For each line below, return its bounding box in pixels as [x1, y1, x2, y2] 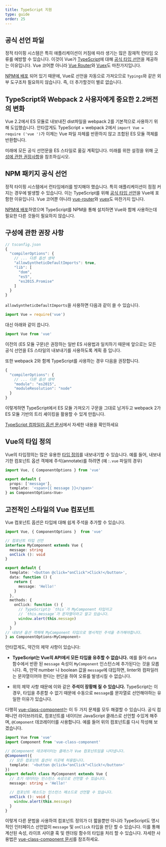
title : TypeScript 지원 [5, 7, 52, 12]
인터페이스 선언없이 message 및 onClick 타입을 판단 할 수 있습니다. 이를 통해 [14, 824, 160, 830]
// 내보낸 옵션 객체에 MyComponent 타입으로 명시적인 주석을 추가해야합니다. [5, 630, 142, 635]
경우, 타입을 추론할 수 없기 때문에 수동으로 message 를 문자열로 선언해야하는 [12, 690, 156, 696]
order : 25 [5, 16, 26, 21]
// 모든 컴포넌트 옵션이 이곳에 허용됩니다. [9, 758, 85, 763]
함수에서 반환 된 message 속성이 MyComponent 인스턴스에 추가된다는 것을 [12, 661, 150, 667]
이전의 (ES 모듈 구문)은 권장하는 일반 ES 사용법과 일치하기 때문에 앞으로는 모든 [5, 341, 157, 347]
